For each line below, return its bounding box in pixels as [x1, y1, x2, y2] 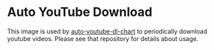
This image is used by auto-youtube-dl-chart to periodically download [7, 27, 208, 35]
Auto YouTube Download [7, 4, 152, 20]
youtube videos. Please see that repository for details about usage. [7, 34, 199, 42]
